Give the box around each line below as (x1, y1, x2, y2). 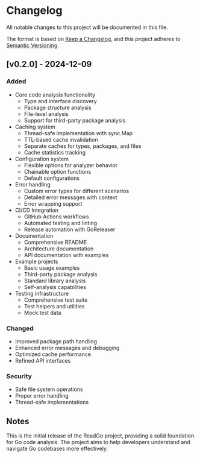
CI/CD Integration (14, 206, 59, 214)
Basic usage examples (23, 264, 80, 272)
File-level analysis (23, 110, 69, 118)
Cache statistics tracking (23, 148, 86, 156)
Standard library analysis (23, 277, 86, 284)
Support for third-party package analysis (23, 116, 126, 124)
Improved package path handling (14, 337, 98, 345)
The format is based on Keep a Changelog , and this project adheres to (6, 35, 181, 42)
